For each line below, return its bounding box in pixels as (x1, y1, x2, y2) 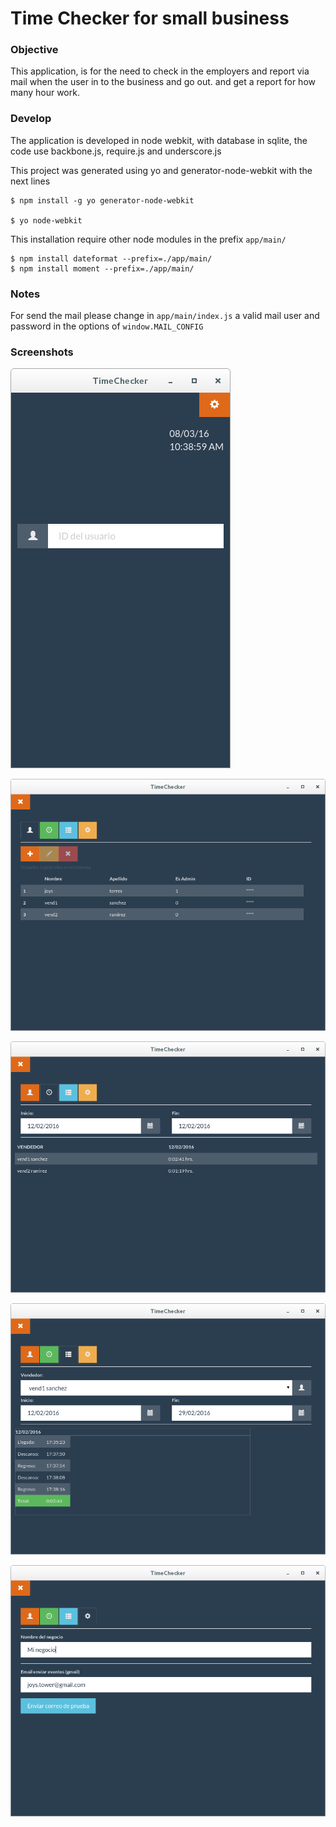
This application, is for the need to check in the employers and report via (10, 65, 310, 77)
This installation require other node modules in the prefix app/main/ (10, 233, 287, 245)
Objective (10, 43, 59, 57)
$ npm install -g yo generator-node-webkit (10, 195, 195, 206)
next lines (10, 175, 51, 187)
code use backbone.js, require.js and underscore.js (10, 145, 222, 157)
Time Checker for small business (10, 7, 290, 30)
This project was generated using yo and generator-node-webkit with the (10, 164, 313, 176)
